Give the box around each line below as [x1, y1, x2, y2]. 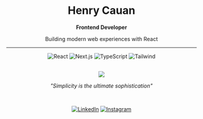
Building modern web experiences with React [45, 35, 158, 42]
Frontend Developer [76, 24, 127, 31]
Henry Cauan [67, 4, 136, 18]
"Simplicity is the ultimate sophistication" [50, 82, 153, 89]
